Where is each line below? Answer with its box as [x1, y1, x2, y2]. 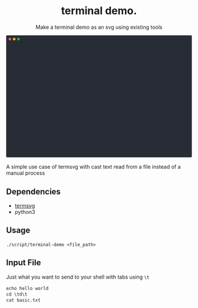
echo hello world [6, 285, 49, 292]
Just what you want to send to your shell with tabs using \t [6, 273, 150, 280]
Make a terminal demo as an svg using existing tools [35, 24, 163, 31]
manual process [6, 169, 45, 177]
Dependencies [6, 186, 61, 196]
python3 [14, 208, 35, 215]
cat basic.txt [6, 297, 41, 303]
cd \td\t [6, 291, 28, 297]
